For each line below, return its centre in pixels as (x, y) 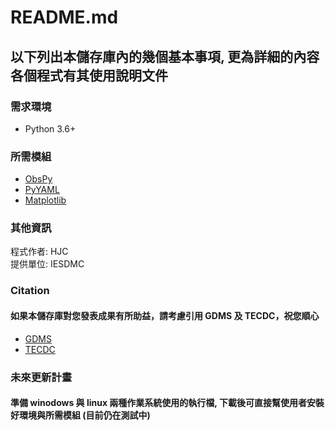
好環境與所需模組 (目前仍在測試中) (80, 415)
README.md (64, 17)
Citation (30, 291)
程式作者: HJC (39, 252)
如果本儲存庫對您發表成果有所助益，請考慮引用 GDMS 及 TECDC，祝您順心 (165, 315)
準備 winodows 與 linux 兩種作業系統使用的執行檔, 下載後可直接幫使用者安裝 (167, 403)
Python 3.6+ (50, 128)
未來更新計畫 (41, 377)
